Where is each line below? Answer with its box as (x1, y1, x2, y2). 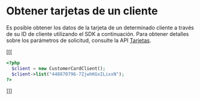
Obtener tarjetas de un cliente (6, 4, 158, 18)
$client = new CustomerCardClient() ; (11, 65, 106, 71)
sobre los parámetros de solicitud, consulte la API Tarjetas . (6, 37, 151, 44)
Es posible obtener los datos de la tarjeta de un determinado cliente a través (6, 24, 195, 31)
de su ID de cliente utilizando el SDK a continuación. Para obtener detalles (6, 30, 189, 37)
